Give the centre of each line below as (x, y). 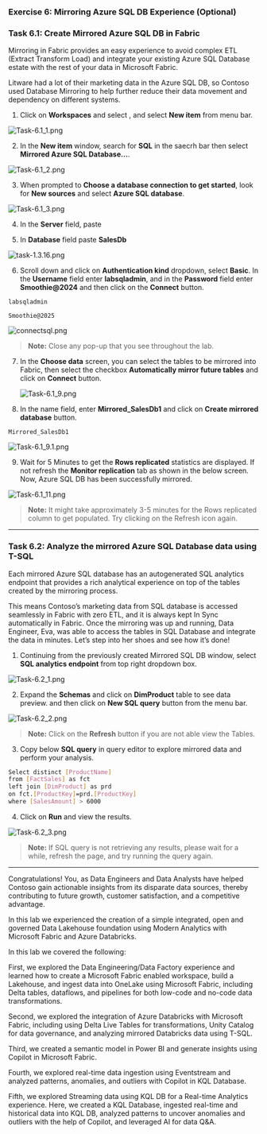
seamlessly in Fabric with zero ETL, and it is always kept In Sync (113, 614)
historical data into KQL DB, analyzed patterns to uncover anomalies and (127, 1113)
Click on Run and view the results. (76, 816)
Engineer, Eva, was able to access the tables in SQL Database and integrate (132, 631)
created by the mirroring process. (63, 590)
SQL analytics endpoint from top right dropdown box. (108, 664)
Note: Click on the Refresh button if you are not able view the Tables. (141, 733)
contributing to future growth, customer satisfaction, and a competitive (124, 896)
